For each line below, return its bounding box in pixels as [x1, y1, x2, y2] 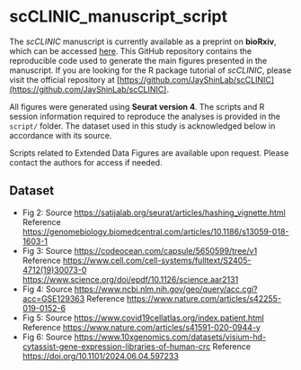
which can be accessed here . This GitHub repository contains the [9, 45, 252, 56]
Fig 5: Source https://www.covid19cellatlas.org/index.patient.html [22, 312, 265, 323]
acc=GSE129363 [22, 293, 85, 303]
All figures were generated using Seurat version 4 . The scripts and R [9, 101, 265, 112]
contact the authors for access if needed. [9, 157, 164, 167]
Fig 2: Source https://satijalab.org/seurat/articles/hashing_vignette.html [22, 207, 286, 218]
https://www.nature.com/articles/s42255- [127, 293, 281, 303]
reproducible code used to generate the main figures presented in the [9, 55, 268, 66]
